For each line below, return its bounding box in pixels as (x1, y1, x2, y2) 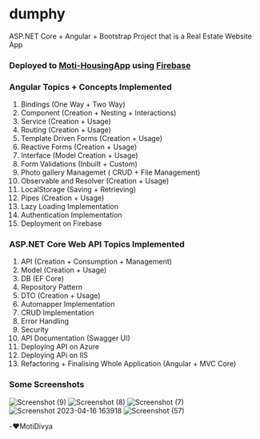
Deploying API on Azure (20, 342, 99, 352)
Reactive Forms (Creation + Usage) (20, 142, 138, 152)
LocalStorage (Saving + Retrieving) (20, 185, 137, 195)
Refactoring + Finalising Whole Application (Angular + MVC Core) (20, 359, 237, 369)
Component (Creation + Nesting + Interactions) (20, 108, 177, 118)
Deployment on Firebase (20, 219, 102, 228)
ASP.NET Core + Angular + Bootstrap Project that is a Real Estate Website (9, 31, 253, 41)
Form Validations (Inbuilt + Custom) (20, 159, 138, 169)
